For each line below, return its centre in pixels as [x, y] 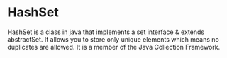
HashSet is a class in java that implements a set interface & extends [106, 32]
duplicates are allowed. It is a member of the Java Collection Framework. [114, 47]
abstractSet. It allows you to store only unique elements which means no [113, 39]
